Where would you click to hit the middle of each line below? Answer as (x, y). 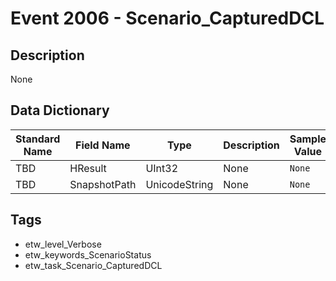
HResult (88, 168)
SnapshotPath (103, 184)
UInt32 (162, 168)
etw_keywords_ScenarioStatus (88, 254)
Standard (38, 139)
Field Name (103, 145)
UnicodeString (179, 184)
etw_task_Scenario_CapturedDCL (93, 265)
